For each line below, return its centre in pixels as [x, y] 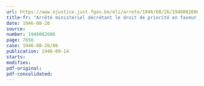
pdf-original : [24, 68]
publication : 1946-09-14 [38, 51]
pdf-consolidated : [29, 74]
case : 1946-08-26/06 [32, 46]
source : [16, 29]
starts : [16, 57]
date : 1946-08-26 [28, 23]
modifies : [19, 62]
